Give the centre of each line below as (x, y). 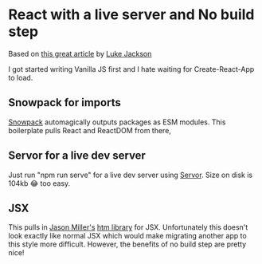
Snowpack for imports (65, 102)
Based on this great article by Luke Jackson (80, 53)
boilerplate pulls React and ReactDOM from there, (90, 130)
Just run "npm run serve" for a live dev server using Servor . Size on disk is (131, 175)
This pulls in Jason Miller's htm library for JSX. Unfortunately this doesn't (128, 227)
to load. (21, 77)
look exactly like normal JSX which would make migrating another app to (127, 236)
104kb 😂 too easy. (39, 183)
